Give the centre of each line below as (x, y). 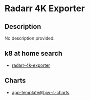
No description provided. (30, 38)
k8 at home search (34, 53)
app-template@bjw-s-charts (40, 92)
